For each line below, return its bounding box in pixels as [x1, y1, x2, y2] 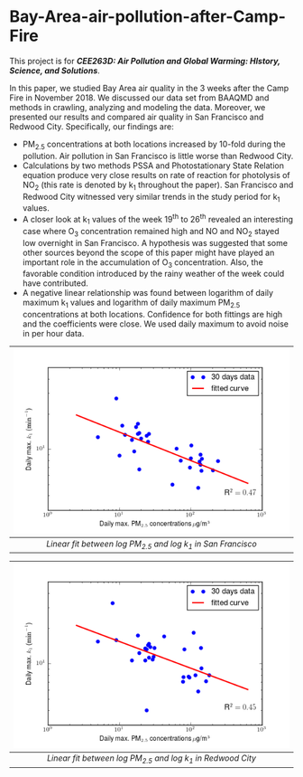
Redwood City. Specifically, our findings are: [9, 120, 174, 132]
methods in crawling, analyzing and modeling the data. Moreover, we [9, 101, 266, 112]
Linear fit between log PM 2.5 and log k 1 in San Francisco [46, 538, 257, 551]
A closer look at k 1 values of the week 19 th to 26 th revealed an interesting [22, 213, 294, 227]
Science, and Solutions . [9, 65, 101, 76]
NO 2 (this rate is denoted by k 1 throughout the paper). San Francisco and [22, 179, 294, 192]
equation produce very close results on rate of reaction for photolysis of [22, 169, 290, 180]
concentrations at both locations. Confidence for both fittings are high [22, 309, 283, 320]
